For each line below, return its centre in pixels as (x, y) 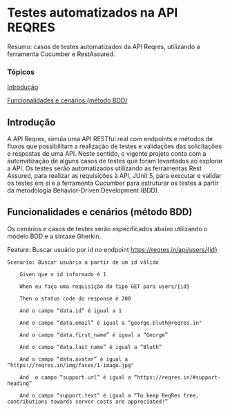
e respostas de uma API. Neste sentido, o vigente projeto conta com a (107, 154)
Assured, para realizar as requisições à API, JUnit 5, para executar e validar (115, 176)
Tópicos (21, 72)
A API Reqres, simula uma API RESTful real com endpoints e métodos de (110, 139)
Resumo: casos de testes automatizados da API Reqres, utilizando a (104, 46)
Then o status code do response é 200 (75, 298)
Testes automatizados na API (93, 13)
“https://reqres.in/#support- (177, 377)
